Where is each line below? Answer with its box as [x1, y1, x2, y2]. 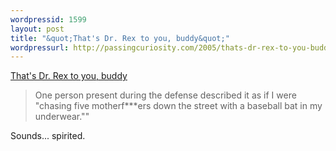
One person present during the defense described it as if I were [34, 89, 297, 101]
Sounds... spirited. [10, 130, 86, 142]
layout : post [10, 24, 65, 34]
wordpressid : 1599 [10, 14, 87, 25]
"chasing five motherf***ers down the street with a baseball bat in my [34, 100, 323, 112]
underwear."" [34, 111, 90, 123]
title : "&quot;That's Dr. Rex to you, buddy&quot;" [10, 33, 230, 43]
